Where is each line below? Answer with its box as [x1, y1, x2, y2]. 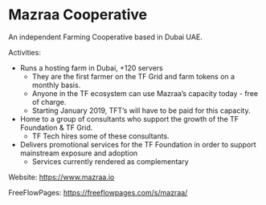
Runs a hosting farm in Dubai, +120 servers [19, 62, 163, 73]
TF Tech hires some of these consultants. [31, 131, 170, 141]
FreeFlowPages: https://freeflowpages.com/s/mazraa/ [8, 187, 188, 197]
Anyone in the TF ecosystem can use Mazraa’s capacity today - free [31, 88, 259, 98]
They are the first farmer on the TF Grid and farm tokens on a [31, 71, 235, 81]
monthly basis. [31, 80, 81, 90]
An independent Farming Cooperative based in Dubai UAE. [8, 32, 203, 42]
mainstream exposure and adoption [19, 148, 138, 158]
